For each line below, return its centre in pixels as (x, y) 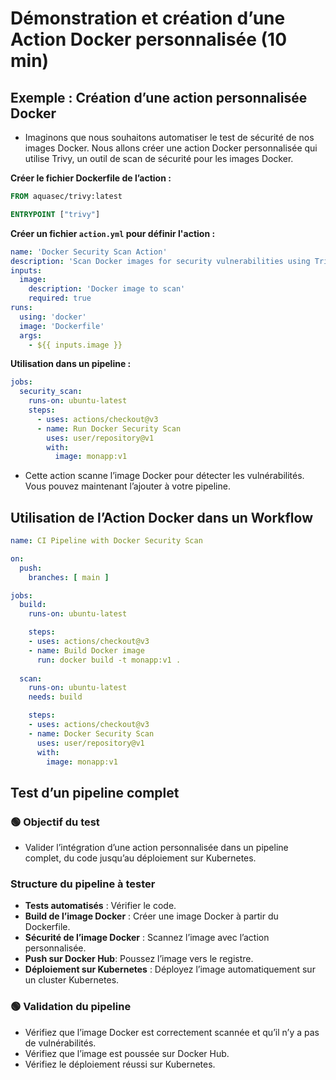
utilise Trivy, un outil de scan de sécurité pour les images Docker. (159, 158)
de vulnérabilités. (60, 1043)
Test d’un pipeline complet (95, 792)
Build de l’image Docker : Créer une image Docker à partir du (151, 916)
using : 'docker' (53, 317)
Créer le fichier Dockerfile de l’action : (91, 178)
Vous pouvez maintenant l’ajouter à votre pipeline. (127, 486)
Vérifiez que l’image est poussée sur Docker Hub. (127, 1053)
